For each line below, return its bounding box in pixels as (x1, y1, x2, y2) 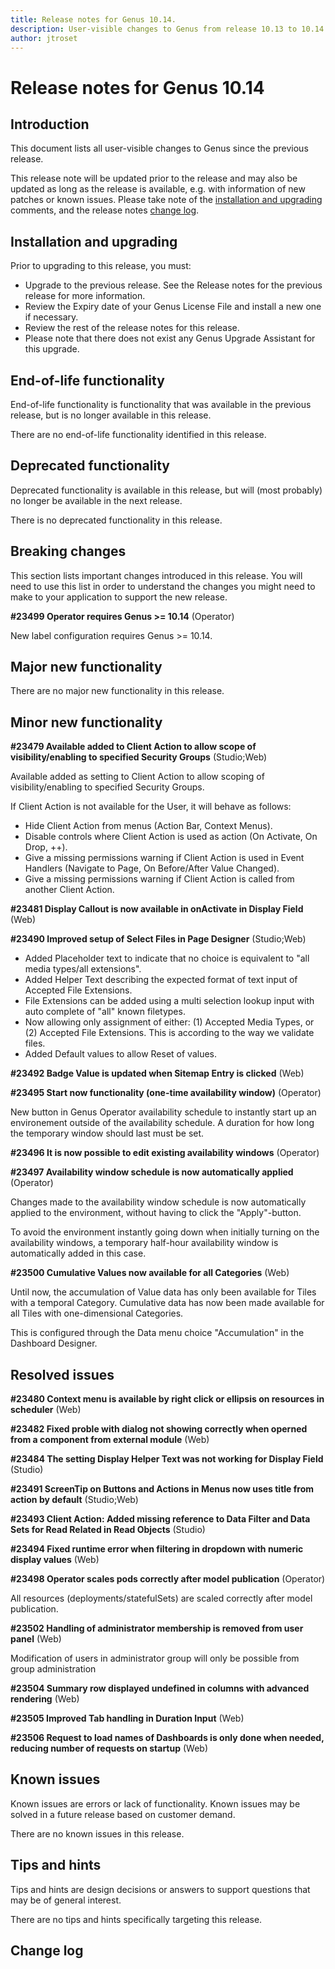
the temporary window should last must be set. (10, 1127, 205, 1140)
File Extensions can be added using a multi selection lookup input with (24, 995, 315, 1007)
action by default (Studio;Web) (10, 1494, 139, 1506)
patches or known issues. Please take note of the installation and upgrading (10, 194, 323, 206)
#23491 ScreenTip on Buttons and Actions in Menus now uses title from (10, 1483, 315, 1495)
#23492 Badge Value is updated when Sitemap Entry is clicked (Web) (10, 1067, 305, 1080)
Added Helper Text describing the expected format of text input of (24, 974, 298, 986)
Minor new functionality (10, 714, 163, 731)
